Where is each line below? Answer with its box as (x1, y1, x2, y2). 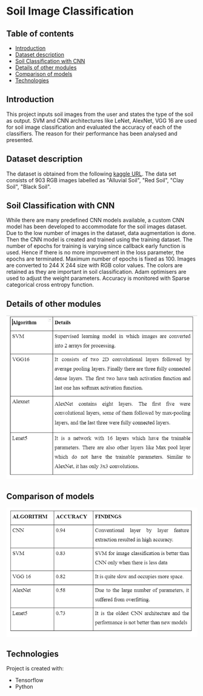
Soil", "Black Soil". (6, 183, 52, 190)
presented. (6, 136, 33, 143)
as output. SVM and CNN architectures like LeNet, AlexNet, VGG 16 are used (6, 117, 197, 124)
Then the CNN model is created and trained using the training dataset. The (6, 236, 193, 244)
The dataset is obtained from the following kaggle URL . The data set (6, 170, 177, 177)
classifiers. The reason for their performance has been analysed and (6, 129, 178, 137)
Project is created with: (6, 665, 64, 672)
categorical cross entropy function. (6, 281, 94, 288)
